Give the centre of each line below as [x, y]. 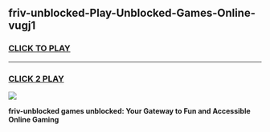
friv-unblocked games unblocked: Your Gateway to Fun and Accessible [129, 110]
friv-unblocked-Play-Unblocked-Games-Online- [132, 13]
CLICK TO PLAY [39, 49]
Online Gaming [34, 119]
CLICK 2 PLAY [36, 78]
